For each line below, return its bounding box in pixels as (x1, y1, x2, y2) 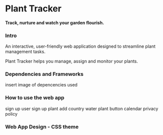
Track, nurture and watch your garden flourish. (5, 19, 104, 25)
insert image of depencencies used (5, 82, 78, 88)
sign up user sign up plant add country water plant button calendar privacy (5, 105, 159, 112)
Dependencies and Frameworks (5, 70, 83, 77)
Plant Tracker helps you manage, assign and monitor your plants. (5, 58, 138, 65)
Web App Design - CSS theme (5, 123, 79, 130)
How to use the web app (5, 94, 65, 101)
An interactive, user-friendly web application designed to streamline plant (5, 43, 156, 50)
